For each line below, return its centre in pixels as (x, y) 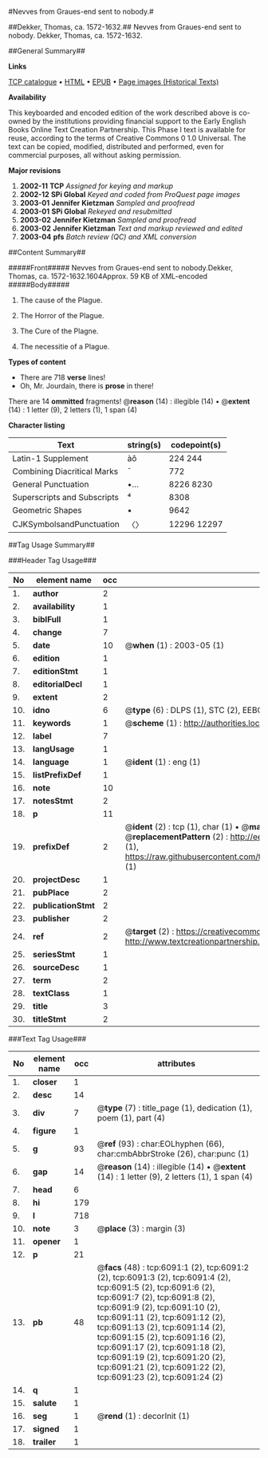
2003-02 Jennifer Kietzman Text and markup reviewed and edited (131, 228)
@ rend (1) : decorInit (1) (143, 1416)
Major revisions (35, 170)
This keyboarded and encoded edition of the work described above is (123, 112)
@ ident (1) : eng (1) (163, 762)
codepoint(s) (196, 445)
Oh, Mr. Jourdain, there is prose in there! (87, 386)
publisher (51, 918)
